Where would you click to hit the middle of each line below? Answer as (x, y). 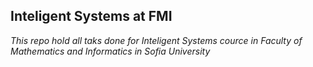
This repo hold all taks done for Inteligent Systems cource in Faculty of (156, 40)
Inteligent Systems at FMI (91, 16)
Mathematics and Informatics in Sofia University (110, 51)
